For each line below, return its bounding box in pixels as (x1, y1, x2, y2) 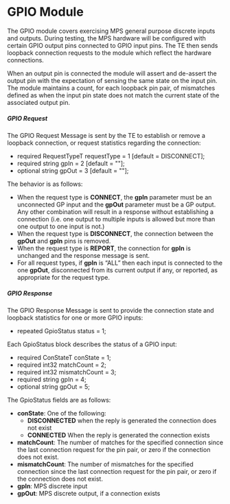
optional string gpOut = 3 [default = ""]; (16, 166, 129, 175)
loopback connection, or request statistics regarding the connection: (7, 139, 201, 147)
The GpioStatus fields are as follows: (7, 396, 111, 404)
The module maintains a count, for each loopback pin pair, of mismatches (7, 84, 216, 92)
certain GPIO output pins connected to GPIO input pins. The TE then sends (7, 41, 218, 49)
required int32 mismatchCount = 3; (16, 368, 117, 376)
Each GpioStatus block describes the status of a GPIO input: (7, 340, 177, 348)
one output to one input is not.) (16, 222, 105, 230)
